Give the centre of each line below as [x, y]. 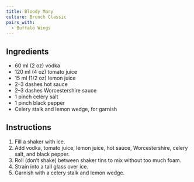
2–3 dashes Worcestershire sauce [56, 91]
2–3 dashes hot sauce [41, 84]
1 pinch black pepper [40, 103]
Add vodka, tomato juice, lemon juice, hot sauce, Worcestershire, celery [101, 147]
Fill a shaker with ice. [40, 142]
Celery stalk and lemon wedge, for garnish [66, 109]
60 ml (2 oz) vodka [37, 66]
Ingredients [27, 51]
